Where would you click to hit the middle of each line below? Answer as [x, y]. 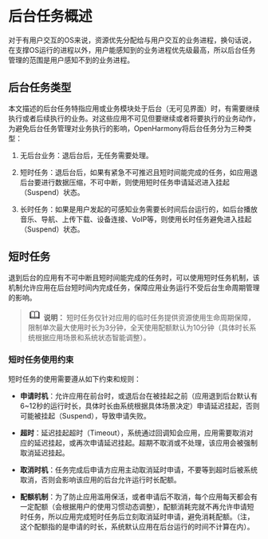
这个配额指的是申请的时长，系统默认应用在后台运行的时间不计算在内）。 [137, 526]
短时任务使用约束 [41, 360]
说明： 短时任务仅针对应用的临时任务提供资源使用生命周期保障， [149, 317]
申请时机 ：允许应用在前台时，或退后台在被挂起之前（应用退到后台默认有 [138, 395]
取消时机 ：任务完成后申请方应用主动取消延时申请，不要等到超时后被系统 [138, 470]
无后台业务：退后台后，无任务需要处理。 [86, 155]
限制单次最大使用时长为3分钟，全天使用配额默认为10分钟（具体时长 [138, 327]
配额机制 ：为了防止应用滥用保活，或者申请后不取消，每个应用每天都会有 [138, 497]
